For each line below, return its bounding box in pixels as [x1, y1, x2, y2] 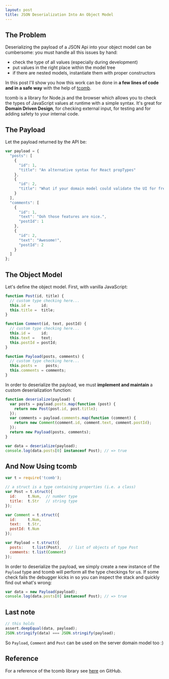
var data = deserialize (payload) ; [5, 443, 78, 449]
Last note [5, 608, 35, 616]
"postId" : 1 [18, 219, 44, 224]
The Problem [5, 31, 46, 39]
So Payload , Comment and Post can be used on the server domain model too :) [5, 640, 164, 646]
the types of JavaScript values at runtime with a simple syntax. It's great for [5, 100, 162, 106]
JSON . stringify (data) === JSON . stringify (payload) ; [5, 631, 116, 636]
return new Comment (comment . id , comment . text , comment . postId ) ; [14, 420, 152, 425]
